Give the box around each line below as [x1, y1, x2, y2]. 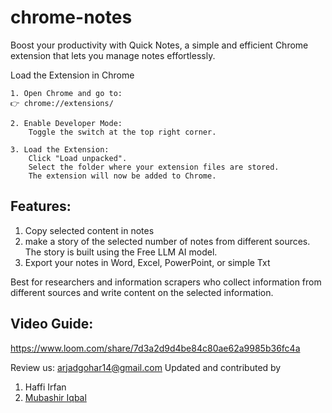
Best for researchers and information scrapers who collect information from [10, 276, 322, 288]
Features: [10, 198, 72, 215]
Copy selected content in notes [24, 224, 155, 236]
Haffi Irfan [24, 381, 67, 393]
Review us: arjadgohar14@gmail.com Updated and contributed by [10, 361, 282, 373]
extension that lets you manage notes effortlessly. [10, 49, 216, 61]
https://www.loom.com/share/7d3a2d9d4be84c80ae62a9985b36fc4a [10, 342, 301, 354]
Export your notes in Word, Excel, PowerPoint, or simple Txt [24, 256, 271, 268]
